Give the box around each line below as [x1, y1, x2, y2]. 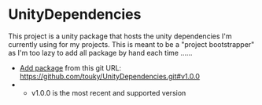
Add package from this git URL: [19, 63, 122, 72]
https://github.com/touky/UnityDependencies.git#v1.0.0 [19, 71, 201, 81]
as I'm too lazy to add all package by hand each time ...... [8, 48, 193, 57]
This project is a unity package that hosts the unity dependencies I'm [8, 31, 232, 41]
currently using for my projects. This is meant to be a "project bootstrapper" [8, 39, 255, 49]
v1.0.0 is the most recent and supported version [31, 88, 186, 97]
